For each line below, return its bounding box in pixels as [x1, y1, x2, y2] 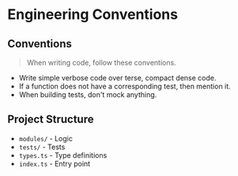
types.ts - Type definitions [18, 150, 108, 159]
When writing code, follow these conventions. [26, 58, 176, 67]
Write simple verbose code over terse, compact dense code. [18, 73, 217, 82]
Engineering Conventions [7, 6, 179, 24]
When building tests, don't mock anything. [18, 90, 157, 99]
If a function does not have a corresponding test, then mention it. [18, 81, 231, 91]
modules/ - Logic [18, 133, 73, 143]
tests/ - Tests [18, 142, 66, 152]
